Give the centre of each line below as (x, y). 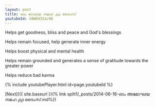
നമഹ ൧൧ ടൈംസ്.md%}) (31, 100)
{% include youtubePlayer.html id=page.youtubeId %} (59, 85)
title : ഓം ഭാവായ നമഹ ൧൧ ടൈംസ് (41, 14)
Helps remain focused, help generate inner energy (55, 42)
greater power (19, 66)
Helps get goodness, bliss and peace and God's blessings (63, 33)
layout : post (18, 9)
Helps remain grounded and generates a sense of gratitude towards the (77, 61)
